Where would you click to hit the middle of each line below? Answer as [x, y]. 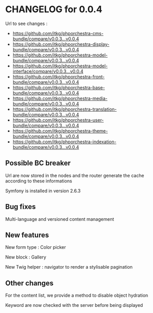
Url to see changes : [26, 23]
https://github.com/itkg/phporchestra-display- [61, 44]
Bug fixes [21, 207]
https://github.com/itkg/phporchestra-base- [59, 87]
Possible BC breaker [38, 163]
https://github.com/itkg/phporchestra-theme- [60, 131]
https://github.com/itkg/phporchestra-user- [58, 120]
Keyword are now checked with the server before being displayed [74, 305]
